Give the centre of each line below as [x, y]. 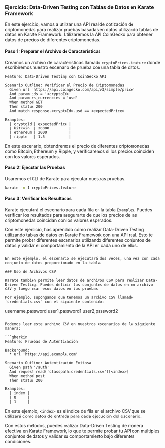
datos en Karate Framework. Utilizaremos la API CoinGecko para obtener [79, 35]
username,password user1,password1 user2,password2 [62, 311]
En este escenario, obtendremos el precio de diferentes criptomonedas [77, 146]
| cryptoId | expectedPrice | [40, 124]
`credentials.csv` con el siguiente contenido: [55, 302]
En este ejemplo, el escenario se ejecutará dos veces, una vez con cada [82, 258]
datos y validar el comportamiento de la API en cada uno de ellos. [72, 245]
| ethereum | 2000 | [40, 132]
